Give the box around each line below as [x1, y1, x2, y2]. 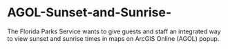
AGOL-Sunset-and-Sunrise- [7, 5, 172, 20]
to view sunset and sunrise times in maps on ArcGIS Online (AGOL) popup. [7, 34, 220, 42]
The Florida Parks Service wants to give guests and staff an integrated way [7, 27, 221, 35]
